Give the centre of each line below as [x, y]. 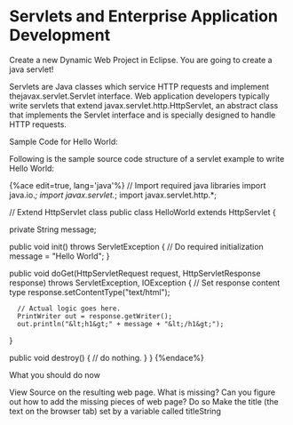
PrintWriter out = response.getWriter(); [95, 316]
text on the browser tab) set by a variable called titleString [115, 411]
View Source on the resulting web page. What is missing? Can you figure [143, 392]
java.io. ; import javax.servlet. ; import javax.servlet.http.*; [113, 195]
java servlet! [32, 69]
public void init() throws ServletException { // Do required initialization [136, 246]
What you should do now [55, 374]
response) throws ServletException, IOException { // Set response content [145, 283]
